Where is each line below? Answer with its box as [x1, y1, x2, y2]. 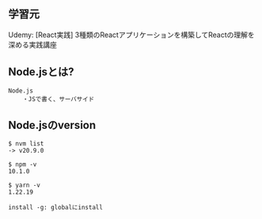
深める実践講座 [8, 40, 57, 49]
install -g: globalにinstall [8, 204, 103, 212]
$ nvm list [8, 140, 44, 148]
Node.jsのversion [8, 119, 97, 132]
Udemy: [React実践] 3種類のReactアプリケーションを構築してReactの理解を [8, 30, 255, 40]
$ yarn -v [8, 181, 41, 190]
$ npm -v [8, 160, 37, 168]
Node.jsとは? [8, 66, 74, 79]
